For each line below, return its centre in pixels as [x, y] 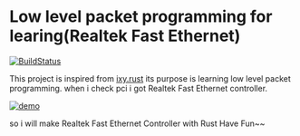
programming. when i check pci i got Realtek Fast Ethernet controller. [139, 88]
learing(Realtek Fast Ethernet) [125, 36]
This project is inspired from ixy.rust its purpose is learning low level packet [150, 78]
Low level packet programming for [141, 17]
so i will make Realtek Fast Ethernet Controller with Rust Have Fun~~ [137, 123]
